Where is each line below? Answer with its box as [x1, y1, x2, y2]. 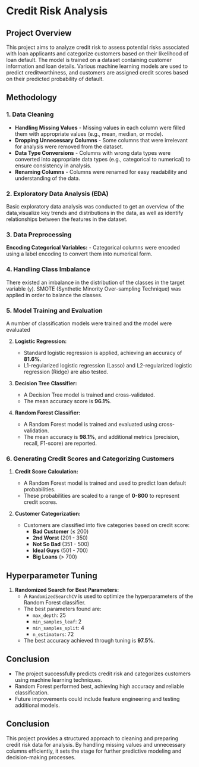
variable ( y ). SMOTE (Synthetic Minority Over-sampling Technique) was [6, 285, 181, 292]
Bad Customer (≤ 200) [32, 528, 89, 535]
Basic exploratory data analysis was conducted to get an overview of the [6, 202, 185, 210]
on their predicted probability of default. [6, 76, 104, 82]
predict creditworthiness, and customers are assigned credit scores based [6, 69, 189, 76]
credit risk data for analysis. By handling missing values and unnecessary [6, 741, 186, 748]
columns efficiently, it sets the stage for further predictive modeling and [6, 747, 182, 754]
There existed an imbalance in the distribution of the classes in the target [6, 279, 185, 286]
